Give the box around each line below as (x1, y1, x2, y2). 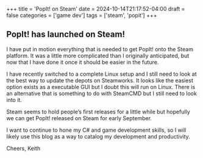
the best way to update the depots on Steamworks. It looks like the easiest (6, 76, 194, 84)
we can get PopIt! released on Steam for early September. (6, 114, 152, 121)
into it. (6, 96, 23, 103)
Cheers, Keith (6, 145, 41, 152)
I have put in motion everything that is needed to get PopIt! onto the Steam (6, 45, 194, 52)
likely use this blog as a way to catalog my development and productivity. (6, 132, 190, 140)
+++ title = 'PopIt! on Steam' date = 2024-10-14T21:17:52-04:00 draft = (6, 5, 185, 12)
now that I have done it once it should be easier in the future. (6, 58, 159, 66)
